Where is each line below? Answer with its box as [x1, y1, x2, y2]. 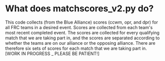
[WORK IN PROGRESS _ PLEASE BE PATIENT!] [5, 50, 100, 57]
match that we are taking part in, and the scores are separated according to [5, 35, 160, 41]
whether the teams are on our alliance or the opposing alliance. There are [5, 40, 156, 46]
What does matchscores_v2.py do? [5, 3, 154, 14]
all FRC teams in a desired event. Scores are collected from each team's [5, 24, 153, 30]
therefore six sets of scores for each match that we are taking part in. [5, 45, 147, 51]
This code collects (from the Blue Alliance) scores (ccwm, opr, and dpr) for [5, 19, 158, 25]
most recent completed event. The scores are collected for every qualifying [5, 30, 160, 35]
